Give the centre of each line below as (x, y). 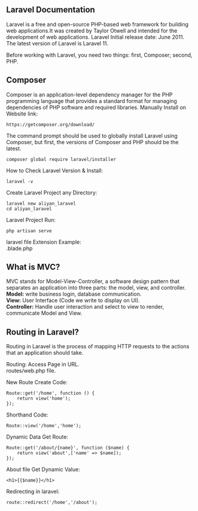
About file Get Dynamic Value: (43, 470)
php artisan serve (29, 231)
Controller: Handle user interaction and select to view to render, (85, 307)
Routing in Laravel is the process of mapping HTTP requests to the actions (98, 346)
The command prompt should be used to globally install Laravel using (92, 136)
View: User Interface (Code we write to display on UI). (73, 300)
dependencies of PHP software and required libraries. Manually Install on (96, 107)
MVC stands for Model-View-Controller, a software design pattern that (93, 281)
